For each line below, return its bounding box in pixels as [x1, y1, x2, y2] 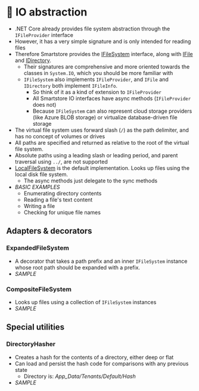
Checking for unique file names [23, 209, 101, 216]
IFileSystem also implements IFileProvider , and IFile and [23, 76, 169, 83]
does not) [32, 101, 57, 108]
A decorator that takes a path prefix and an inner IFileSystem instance [14, 257, 188, 265]
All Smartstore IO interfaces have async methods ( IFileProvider [32, 95, 191, 102]
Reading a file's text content [23, 196, 93, 203]
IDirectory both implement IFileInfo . [23, 82, 118, 89]
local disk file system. [14, 170, 69, 178]
